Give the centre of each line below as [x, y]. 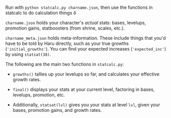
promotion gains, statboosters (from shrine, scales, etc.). [65, 28]
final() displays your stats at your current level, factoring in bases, [83, 89]
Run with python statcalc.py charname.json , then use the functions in [79, 7]
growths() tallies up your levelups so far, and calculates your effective [86, 74]
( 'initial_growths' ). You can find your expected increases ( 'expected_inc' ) [86, 49]
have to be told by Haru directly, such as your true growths [67, 43]
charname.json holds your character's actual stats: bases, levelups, [76, 23]
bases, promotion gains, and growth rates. [57, 110]
